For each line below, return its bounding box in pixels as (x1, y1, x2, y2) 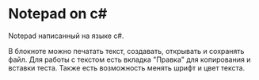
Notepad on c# (8, 5, 108, 23)
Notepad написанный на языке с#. (8, 31, 124, 40)
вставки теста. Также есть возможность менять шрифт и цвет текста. (8, 63, 246, 72)
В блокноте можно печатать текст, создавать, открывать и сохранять (8, 46, 245, 55)
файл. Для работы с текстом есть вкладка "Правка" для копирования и (8, 55, 251, 64)
